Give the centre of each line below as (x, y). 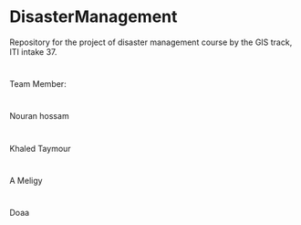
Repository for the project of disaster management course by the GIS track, (151, 42)
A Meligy (26, 180)
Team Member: (38, 84)
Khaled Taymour (40, 148)
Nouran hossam (40, 116)
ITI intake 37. (33, 51)
